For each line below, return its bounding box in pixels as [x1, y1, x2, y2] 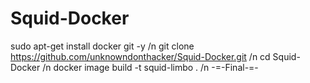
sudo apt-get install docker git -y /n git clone [10, 40, 195, 52]
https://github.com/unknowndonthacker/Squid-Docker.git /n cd [10, 50, 271, 62]
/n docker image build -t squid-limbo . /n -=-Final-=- [42, 61, 259, 73]
